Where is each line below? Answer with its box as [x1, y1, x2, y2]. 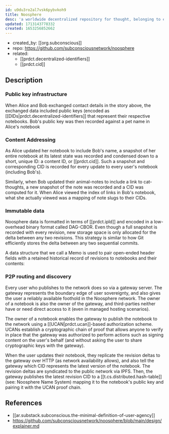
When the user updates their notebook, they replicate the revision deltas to [5, 352, 160, 358]
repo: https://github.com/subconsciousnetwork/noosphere [12, 45, 135, 51]
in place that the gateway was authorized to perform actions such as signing [5, 331, 164, 337]
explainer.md [12, 423, 40, 429]
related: [12, 51, 29, 57]
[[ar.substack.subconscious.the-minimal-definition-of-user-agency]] [12, 412, 155, 418]
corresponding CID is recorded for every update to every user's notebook [5, 164, 158, 170]
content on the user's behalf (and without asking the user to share [5, 337, 142, 343]
